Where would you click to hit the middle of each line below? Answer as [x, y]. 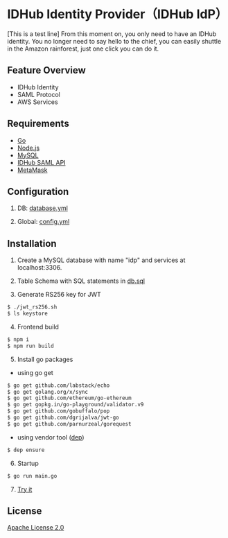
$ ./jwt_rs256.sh [32, 307]
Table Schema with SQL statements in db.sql [81, 281]
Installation [32, 243]
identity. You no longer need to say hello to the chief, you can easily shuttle [114, 41]
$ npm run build [30, 346]
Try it [25, 489]
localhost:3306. [40, 268]
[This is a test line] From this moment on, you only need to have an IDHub [112, 34]
